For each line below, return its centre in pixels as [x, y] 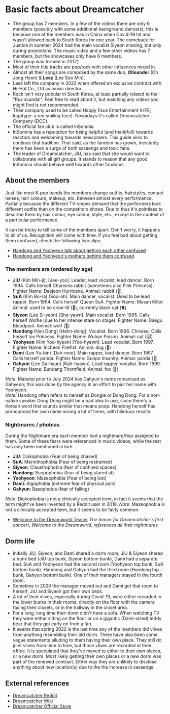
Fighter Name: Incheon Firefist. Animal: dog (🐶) [62, 347]
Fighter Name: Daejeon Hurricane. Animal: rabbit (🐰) [67, 291]
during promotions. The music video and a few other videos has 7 [81, 50]
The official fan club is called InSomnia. [54, 126]
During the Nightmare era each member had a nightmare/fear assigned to [82, 436]
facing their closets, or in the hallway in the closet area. [70, 607]
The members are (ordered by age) [49, 269]
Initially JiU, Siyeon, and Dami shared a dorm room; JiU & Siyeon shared [88, 553]
